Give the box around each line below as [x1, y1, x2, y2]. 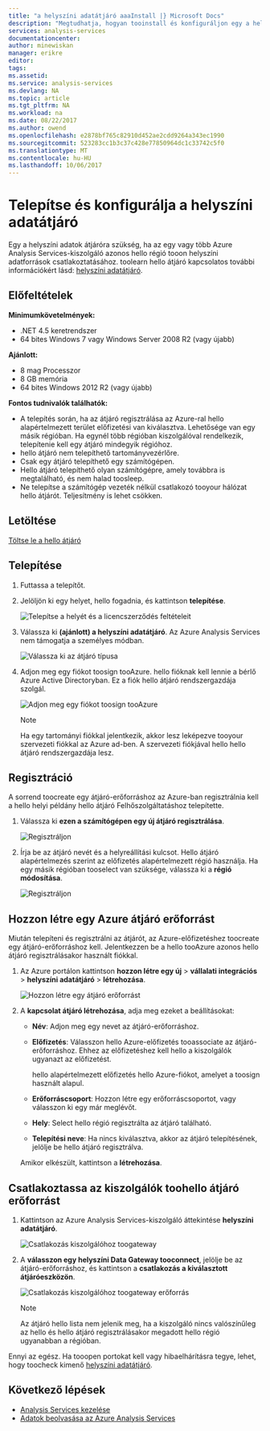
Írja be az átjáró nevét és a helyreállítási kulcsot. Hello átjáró [19, 847, 219, 857]
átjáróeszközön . [19, 1272, 76, 1281]
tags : [8, 64, 27, 72]
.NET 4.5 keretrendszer [19, 325, 98, 335]
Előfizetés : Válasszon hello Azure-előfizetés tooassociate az [31, 1037, 233, 1047]
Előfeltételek [8, 289, 74, 303]
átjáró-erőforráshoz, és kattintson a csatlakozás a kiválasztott [19, 1263, 228, 1272]
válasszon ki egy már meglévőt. [31, 1103, 137, 1112]
